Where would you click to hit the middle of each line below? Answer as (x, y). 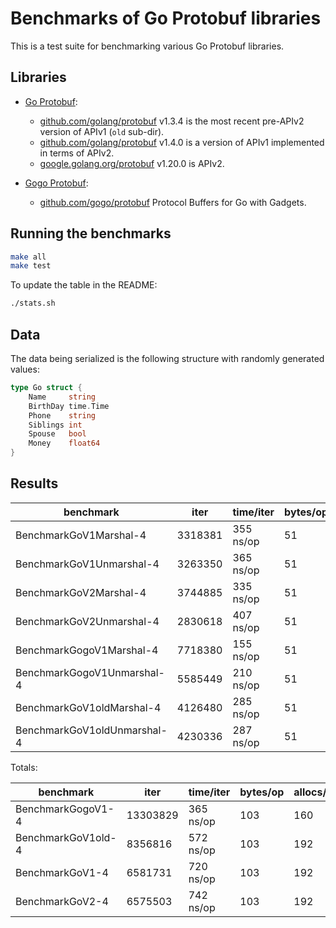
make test (31, 266)
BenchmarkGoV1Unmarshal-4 (87, 564)
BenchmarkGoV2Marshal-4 (81, 592)
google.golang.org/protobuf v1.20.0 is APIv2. (132, 163)
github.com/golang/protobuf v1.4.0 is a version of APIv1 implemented (182, 142)
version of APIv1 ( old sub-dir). (102, 131)
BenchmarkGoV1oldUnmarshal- (91, 730)
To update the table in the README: (84, 285)
